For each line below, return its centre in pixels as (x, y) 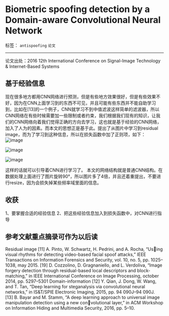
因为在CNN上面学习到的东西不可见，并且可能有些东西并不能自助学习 (85, 103)
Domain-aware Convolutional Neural (83, 20)
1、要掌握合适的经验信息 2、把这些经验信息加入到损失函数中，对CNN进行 (81, 213)
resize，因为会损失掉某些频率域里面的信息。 (55, 182)
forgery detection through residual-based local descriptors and (71, 271)
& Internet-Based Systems (32, 66)
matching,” (16, 276)
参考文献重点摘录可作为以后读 (52, 237)
